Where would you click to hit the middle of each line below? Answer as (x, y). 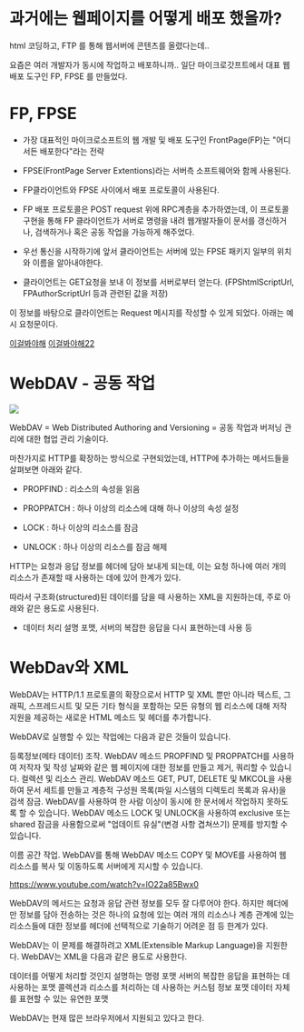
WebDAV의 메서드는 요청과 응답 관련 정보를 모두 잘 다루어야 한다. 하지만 (137, 903)
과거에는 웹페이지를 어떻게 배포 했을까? (146, 19)
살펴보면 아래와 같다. (46, 469)
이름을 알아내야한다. (68, 262)
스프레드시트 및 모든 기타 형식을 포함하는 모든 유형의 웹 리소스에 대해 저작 (158, 706)
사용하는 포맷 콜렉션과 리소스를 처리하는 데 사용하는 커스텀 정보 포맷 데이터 (142, 987)
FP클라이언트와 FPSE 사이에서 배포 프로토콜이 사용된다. (121, 190)
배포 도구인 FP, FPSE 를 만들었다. (69, 76)
